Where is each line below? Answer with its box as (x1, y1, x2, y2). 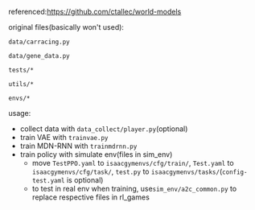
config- (222, 168, 248, 176)
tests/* (8, 66, 35, 74)
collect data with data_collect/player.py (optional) (19, 124, 188, 134)
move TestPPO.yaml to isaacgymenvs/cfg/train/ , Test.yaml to (31, 159, 235, 167)
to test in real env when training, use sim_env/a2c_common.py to (31, 184, 237, 193)
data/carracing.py (8, 38, 70, 46)
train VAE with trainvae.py (19, 133, 109, 142)
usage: (8, 109, 31, 117)
